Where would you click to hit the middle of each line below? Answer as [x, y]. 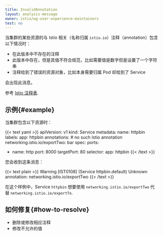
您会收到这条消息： [24, 162]
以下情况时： [18, 44]
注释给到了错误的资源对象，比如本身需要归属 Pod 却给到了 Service [79, 72]
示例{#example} [30, 110]
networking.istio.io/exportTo [41, 193]
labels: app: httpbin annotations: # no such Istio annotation [64, 137]
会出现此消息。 [20, 83]
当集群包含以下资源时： [28, 123]
